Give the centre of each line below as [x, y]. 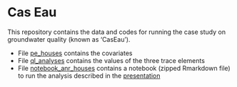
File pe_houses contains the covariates [75, 53]
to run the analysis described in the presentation [89, 76]
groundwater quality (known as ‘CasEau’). [69, 39]
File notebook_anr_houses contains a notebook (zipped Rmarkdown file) [124, 68]
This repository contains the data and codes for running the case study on [117, 32]
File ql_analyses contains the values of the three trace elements [111, 60]
